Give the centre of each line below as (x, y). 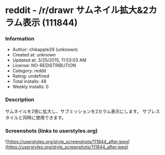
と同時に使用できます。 (42, 117)
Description (20, 99)
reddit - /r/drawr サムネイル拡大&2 (77, 10)
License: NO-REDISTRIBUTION (44, 65)
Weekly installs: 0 (30, 87)
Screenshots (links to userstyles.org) (51, 130)
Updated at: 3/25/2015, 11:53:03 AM (49, 60)
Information (20, 39)
